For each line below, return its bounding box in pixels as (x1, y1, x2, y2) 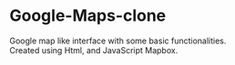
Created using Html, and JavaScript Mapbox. (9, 44, 179, 55)
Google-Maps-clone (9, 5, 167, 26)
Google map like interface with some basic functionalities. (9, 35, 227, 46)
